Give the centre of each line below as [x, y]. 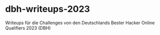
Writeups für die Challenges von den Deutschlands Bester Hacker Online [80, 23]
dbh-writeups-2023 [47, 9]
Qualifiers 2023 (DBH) [28, 28]
